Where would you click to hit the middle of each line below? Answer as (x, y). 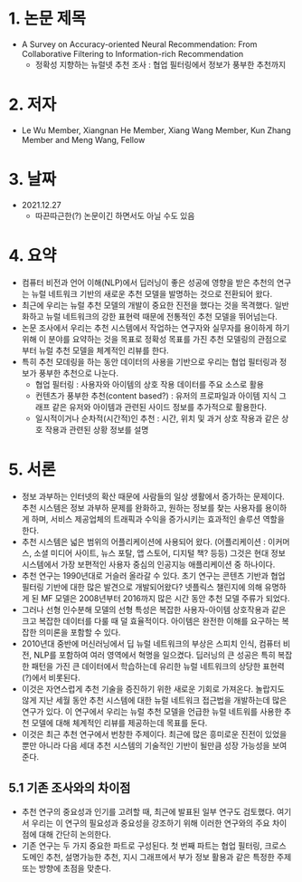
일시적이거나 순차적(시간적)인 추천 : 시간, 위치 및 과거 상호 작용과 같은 (157, 418)
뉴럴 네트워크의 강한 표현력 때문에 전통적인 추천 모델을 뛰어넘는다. (161, 316)
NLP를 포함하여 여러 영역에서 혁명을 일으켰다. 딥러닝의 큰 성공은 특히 (155, 655)
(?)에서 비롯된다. (51, 677)
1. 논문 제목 (47, 19)
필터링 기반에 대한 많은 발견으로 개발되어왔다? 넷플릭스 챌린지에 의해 (142, 587)
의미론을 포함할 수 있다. (80, 632)
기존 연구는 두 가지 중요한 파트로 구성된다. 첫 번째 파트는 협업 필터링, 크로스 (154, 845)
